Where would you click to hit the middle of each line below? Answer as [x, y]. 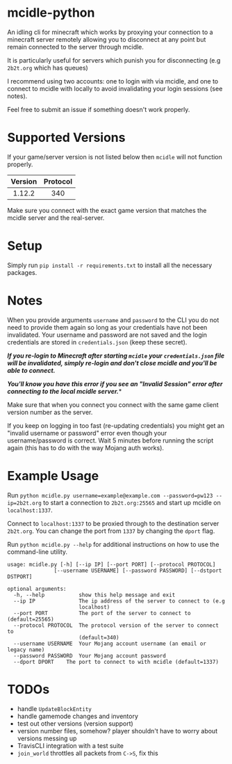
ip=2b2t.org [24, 503]
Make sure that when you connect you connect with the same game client [113, 404]
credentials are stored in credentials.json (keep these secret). [97, 342]
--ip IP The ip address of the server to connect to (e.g [119, 601]
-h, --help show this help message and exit [94, 595]
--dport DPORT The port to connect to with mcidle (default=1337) [116, 662]
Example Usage [53, 476]
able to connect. [31, 370]
